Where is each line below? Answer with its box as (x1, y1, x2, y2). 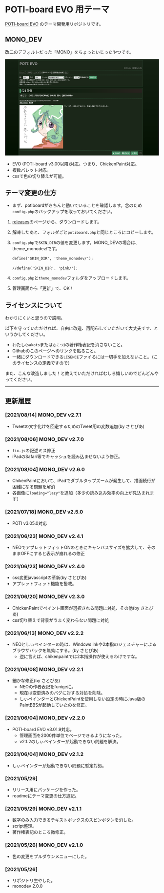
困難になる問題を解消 (12, 484, 55, 490)
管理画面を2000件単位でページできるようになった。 (19, 732, 124, 738)
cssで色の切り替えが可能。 (12, 173, 67, 179)
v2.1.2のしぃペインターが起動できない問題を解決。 (19, 738, 121, 744)
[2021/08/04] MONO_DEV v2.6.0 (5, 466, 85, 473)
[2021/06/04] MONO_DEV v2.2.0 (5, 714, 85, 721)
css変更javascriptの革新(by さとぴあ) (12, 575, 87, 580)
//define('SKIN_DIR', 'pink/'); (12, 266, 78, 271)
